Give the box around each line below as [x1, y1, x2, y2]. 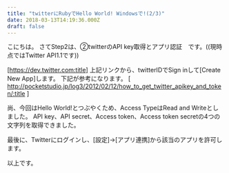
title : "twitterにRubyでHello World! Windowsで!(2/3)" [7, 10, 166, 17]
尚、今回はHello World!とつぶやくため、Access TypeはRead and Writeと [7, 104, 213, 112]
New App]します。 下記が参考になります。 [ [7, 74, 131, 83]
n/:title [7, 90, 26, 98]
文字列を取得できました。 [7, 121, 80, 130]
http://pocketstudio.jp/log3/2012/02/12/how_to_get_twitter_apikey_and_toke [7, 82, 222, 90]
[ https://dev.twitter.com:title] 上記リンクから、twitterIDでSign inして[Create [7, 66, 221, 74]
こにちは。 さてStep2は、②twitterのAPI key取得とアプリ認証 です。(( [7, 43, 210, 51]
